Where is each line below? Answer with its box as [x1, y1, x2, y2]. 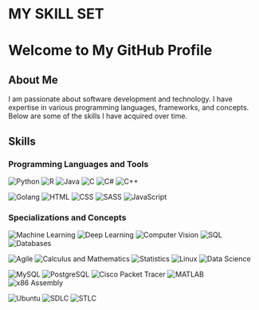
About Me [8, 73, 58, 86]
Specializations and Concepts [8, 212, 127, 223]
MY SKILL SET [8, 5, 104, 23]
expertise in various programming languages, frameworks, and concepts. [8, 103, 249, 113]
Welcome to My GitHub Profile [8, 42, 213, 60]
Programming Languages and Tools [8, 158, 149, 169]
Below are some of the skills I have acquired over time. [8, 111, 188, 121]
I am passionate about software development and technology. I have [8, 94, 233, 104]
